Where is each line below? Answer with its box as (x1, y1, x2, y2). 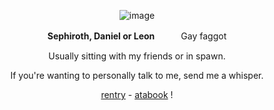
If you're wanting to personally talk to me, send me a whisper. (10, 70, 264, 81)
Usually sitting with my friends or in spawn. (48, 50, 226, 62)
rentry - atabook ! (100, 89, 174, 100)
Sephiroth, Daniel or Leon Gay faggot (47, 30, 227, 42)
